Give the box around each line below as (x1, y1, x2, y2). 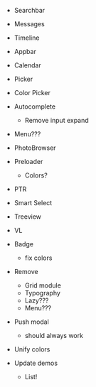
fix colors (24, 254, 53, 262)
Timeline (14, 33, 40, 42)
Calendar (14, 61, 41, 70)
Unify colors (14, 345, 50, 354)
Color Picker (14, 89, 51, 97)
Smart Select (14, 199, 53, 207)
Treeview (14, 212, 41, 221)
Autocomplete (14, 102, 55, 111)
